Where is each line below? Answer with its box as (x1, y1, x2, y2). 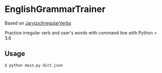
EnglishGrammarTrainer (4, 3, 106, 15)
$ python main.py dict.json (4, 62, 63, 68)
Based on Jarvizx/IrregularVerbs (4, 20, 72, 26)
